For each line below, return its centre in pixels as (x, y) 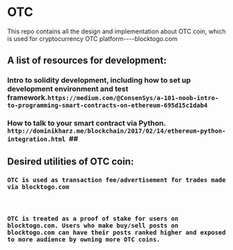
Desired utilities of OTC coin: (71, 161)
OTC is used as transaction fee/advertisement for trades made (116, 180)
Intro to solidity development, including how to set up (99, 81)
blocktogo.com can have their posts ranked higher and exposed (116, 232)
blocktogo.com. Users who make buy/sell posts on (93, 225)
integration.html (37, 139)
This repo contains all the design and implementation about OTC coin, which (116, 31)
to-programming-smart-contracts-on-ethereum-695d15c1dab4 (107, 106)
